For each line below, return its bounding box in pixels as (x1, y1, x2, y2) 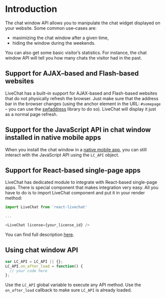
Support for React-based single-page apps (5, 166, 141, 175)
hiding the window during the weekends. (12, 40, 96, 46)
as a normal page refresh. (5, 111, 58, 117)
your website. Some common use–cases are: (5, 25, 97, 31)
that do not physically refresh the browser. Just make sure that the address (5, 95, 159, 101)
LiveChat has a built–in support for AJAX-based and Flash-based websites (5, 90, 158, 96)
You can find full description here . (5, 232, 74, 238)
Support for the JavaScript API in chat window (5, 125, 151, 134)
